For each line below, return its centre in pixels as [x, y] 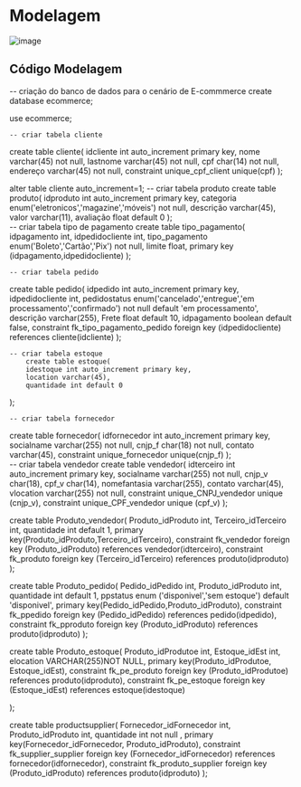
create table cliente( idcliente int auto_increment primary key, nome [135, 151]
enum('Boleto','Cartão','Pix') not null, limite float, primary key [122, 246]
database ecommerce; [51, 100]
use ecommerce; [41, 118]
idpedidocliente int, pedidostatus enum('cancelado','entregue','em [132, 299]
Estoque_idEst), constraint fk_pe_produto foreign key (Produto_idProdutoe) [149, 670]
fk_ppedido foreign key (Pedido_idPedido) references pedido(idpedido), [143, 614]
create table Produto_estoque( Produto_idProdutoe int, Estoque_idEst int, [145, 651]
